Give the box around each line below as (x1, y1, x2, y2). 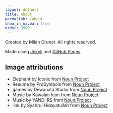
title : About (5, 12, 32, 17)
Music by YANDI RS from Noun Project (12, 97, 91, 103)
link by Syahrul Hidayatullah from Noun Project (12, 102, 108, 108)
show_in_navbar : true (5, 21, 50, 26)
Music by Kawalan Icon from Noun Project (12, 92, 99, 98)
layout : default (5, 7, 39, 12)
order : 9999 (5, 26, 30, 31)
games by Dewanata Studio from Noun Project (12, 86, 108, 92)
